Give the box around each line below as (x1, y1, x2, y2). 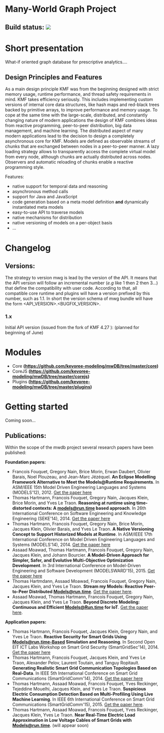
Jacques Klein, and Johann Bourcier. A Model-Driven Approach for (12, 552, 149, 558)
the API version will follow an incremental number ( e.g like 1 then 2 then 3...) (5, 280, 158, 286)
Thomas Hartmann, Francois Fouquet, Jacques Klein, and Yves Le (12, 654, 146, 661)
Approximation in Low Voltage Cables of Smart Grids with (12, 717, 132, 723)
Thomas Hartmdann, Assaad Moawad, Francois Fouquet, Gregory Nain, (12, 578, 157, 584)
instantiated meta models (12, 204, 64, 210)
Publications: (5, 431, 47, 440)
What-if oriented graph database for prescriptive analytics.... (5, 59, 128, 65)
